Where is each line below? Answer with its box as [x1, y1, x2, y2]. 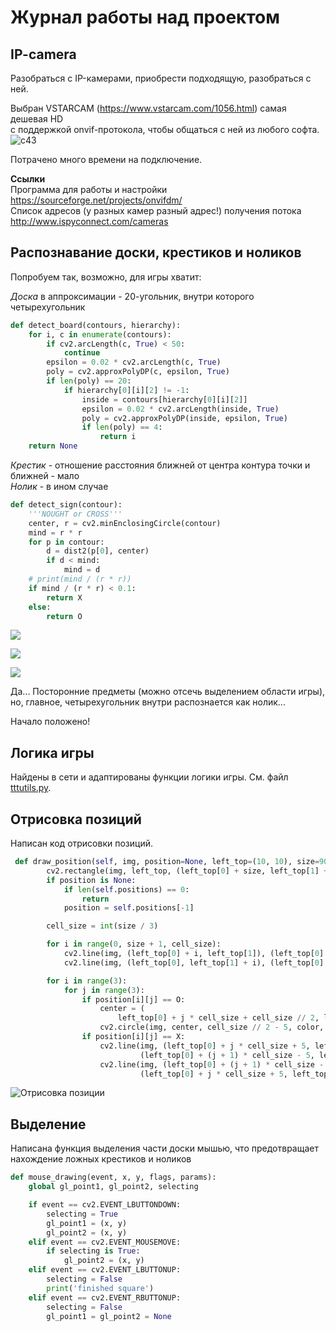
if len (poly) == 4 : [81, 422, 163, 433]
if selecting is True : [46, 1246, 141, 1256]
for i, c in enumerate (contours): [28, 329, 172, 340]
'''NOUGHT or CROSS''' [28, 509, 123, 519]
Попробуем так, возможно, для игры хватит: [10, 271, 202, 283]
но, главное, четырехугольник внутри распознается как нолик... [10, 696, 286, 708]
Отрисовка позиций [10, 811, 142, 828]
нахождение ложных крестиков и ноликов [10, 1153, 192, 1165]
